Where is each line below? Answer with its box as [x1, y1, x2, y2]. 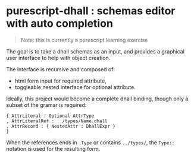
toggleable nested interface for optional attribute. [14, 83, 136, 90]
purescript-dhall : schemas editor [6, 4, 176, 18]
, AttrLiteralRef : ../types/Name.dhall [6, 118, 108, 124]
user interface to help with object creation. [6, 54, 111, 61]
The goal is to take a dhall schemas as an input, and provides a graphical [6, 48, 184, 55]
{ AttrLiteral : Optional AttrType [6, 113, 95, 119]
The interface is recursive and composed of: [6, 65, 115, 72]
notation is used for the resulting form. [6, 145, 101, 152]
